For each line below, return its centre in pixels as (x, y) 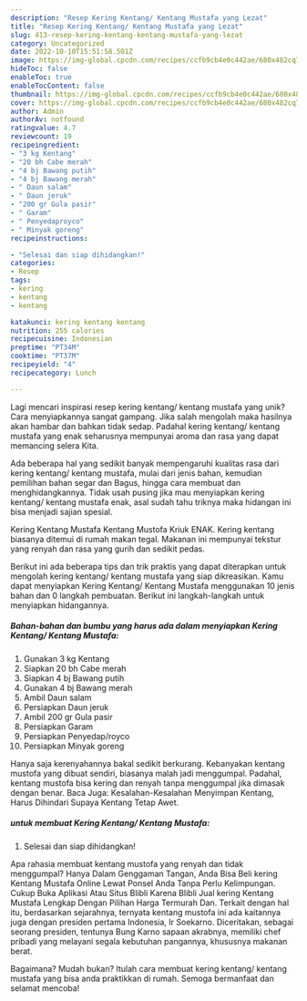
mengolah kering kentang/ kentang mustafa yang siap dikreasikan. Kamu (147, 576)
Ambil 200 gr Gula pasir (68, 717)
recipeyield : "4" (43, 365)
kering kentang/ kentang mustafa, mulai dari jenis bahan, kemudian (136, 473)
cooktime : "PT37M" (45, 356)
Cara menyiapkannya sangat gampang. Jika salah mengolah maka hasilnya (151, 417)
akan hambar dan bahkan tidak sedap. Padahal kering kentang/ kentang (145, 426)
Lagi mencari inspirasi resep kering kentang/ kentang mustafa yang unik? (148, 407)
